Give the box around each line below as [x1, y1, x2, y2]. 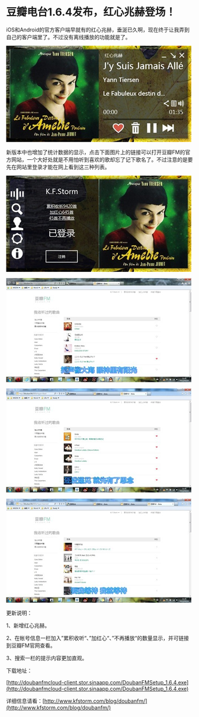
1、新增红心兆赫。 [6, 622, 50, 629]
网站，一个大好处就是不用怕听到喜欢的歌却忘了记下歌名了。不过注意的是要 [11, 156, 193, 163]
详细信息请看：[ [6, 697, 45, 705]
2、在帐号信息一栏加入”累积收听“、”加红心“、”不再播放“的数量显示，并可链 [6, 634, 184, 641]
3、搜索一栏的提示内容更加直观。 [6, 654, 88, 661]
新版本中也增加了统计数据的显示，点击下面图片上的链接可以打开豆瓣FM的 [6, 149, 185, 156]
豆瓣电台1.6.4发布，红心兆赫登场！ [6, 5, 176, 19]
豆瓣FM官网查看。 [11, 642, 56, 649]
